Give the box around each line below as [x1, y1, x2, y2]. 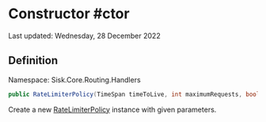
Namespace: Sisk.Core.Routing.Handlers [8, 74, 141, 84]
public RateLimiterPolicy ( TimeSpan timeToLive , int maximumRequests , [8, 90, 243, 98]
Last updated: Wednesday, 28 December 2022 [8, 31, 161, 40]
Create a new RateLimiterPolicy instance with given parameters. [8, 105, 217, 114]
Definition [8, 54, 58, 67]
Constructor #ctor [8, 5, 130, 23]
